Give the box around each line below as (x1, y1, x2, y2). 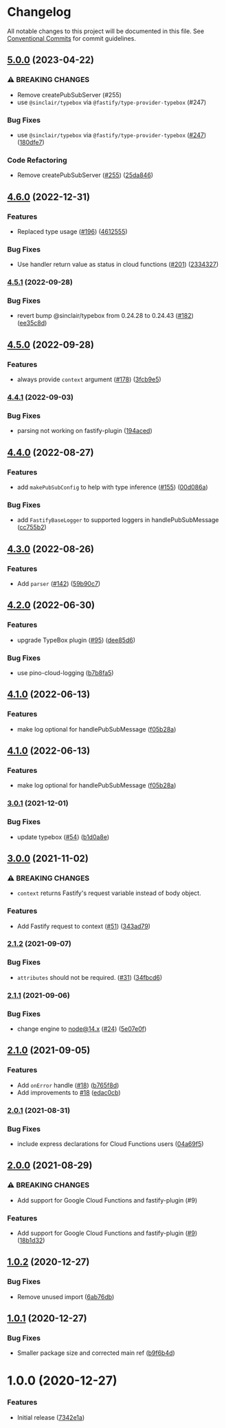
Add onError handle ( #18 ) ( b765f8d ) (16, 1080, 120, 1089)
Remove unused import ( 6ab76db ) (16, 1292, 115, 1300)
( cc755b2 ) (16, 523, 47, 532)
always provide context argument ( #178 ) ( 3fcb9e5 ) (16, 375, 161, 383)
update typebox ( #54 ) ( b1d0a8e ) (16, 832, 110, 841)
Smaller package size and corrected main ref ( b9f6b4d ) (16, 1349, 175, 1357)
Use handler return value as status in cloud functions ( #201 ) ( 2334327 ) (16, 260, 219, 269)
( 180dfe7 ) (16, 138, 45, 146)
